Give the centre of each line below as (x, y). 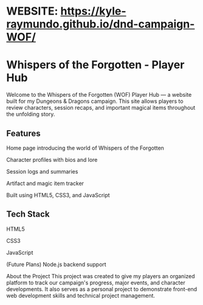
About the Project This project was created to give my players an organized (101, 276)
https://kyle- (93, 11)
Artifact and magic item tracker (45, 183)
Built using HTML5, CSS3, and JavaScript (58, 195)
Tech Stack (28, 214)
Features (23, 133)
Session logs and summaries (42, 171)
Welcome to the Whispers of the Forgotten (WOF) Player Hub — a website (99, 95)
